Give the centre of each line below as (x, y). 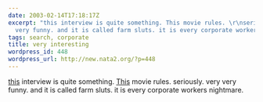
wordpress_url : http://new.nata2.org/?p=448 (82, 60)
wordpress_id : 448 (38, 52)
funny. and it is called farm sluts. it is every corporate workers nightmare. (126, 89)
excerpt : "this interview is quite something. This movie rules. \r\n (126, 23)
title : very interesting (49, 45)
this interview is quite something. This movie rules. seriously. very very (122, 81)
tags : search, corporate (49, 37)
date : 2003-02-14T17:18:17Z (54, 15)
